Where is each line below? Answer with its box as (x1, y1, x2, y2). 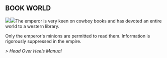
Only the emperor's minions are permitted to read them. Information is (5, 32, 150, 39)
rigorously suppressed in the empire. (5, 38, 81, 44)
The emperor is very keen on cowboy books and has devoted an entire (15, 17, 162, 24)
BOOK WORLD (5, 4, 51, 12)
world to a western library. (5, 23, 59, 29)
